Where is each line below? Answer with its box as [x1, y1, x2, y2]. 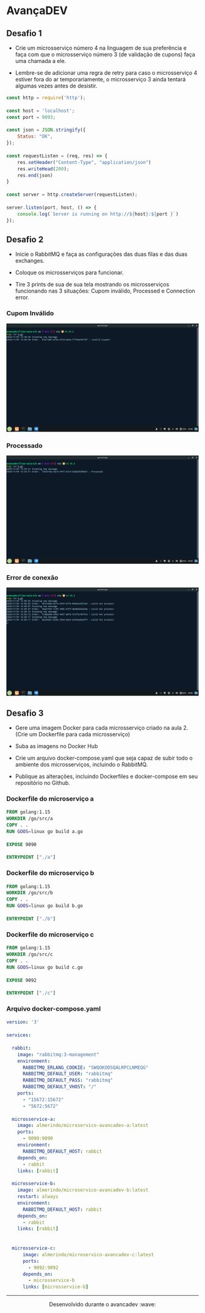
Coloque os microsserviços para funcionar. [15, 269, 124, 276]
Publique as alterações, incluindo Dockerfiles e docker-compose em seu [15, 772, 198, 780]
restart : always [17, 1194, 59, 1200]
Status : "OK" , [17, 133, 53, 140]
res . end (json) [17, 172, 53, 178]
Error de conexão [6, 573, 59, 582]
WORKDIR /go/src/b [6, 890, 53, 896]
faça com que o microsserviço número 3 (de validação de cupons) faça [15, 51, 195, 58]
